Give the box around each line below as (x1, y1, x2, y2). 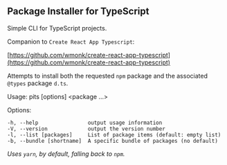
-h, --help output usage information (7, 119, 163, 126)
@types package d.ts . (7, 79, 69, 87)
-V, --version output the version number (7, 125, 166, 132)
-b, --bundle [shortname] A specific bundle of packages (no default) (7, 137, 218, 144)
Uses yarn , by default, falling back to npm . (7, 149, 125, 158)
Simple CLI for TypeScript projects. (7, 24, 107, 32)
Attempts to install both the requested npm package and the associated (7, 71, 208, 80)
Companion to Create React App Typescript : (7, 37, 135, 46)
